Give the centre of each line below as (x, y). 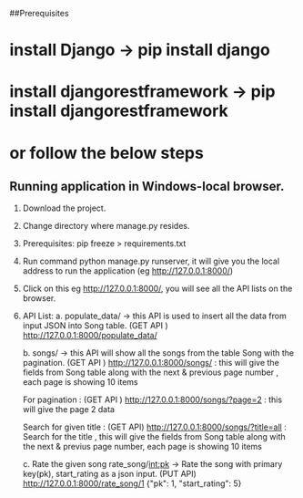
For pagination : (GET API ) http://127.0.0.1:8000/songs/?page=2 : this (152, 399)
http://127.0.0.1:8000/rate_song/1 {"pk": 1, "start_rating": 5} (132, 483)
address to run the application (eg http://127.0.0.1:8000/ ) (128, 271)
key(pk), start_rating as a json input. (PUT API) (110, 474)
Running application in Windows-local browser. (147, 186)
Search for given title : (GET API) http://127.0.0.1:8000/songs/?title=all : (154, 427)
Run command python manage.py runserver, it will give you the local (151, 261)
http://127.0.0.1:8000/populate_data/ (90, 336)
